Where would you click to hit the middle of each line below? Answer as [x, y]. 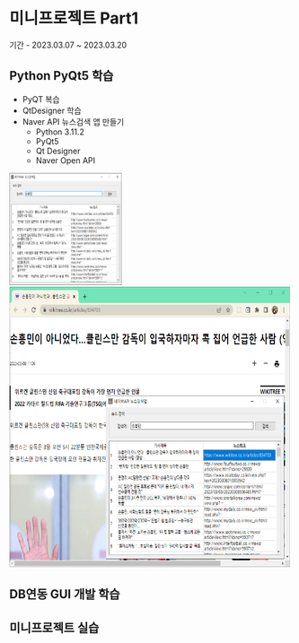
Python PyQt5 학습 [62, 76]
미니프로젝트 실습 [54, 627]
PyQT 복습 [41, 99]
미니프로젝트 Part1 [74, 18]
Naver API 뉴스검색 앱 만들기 [73, 121]
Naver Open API [66, 160]
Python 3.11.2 [60, 132]
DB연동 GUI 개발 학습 [65, 594]
